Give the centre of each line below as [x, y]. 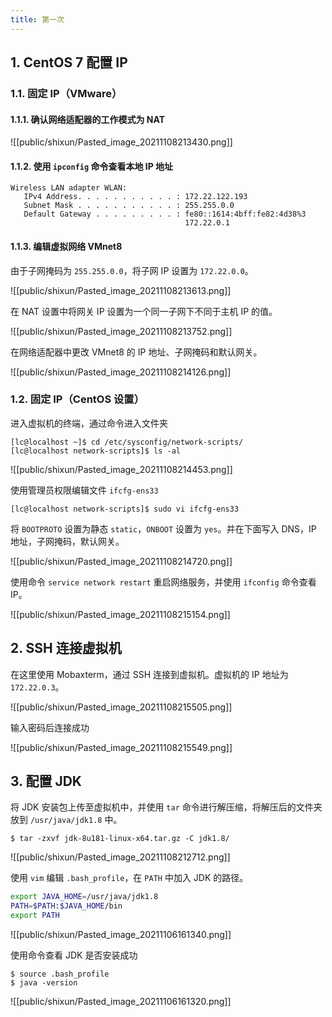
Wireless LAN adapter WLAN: [69, 188]
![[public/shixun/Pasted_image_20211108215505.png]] [121, 707]
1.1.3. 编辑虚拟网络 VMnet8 [66, 246]
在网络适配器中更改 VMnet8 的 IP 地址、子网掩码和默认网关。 [136, 352]
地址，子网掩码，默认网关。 [67, 541]
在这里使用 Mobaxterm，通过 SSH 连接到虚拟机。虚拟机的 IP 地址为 [149, 674]
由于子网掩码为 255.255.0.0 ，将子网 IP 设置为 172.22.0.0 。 [132, 270]
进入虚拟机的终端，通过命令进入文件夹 [89, 423]
